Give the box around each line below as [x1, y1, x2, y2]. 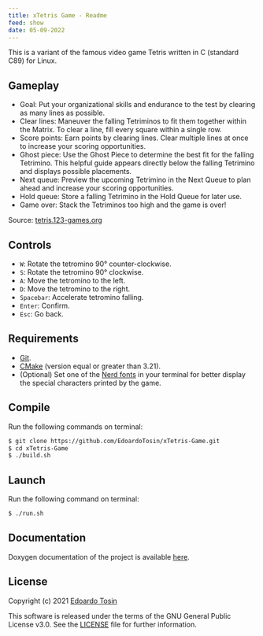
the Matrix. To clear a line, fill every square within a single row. [19, 125, 222, 135]
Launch [8, 473, 46, 486]
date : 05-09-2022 [8, 26, 65, 34]
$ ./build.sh [8, 452, 51, 460]
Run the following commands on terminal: [8, 422, 143, 431]
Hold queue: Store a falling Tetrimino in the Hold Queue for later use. [19, 192, 243, 202]
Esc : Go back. [19, 309, 65, 319]
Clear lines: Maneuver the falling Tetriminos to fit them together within [19, 116, 246, 126]
